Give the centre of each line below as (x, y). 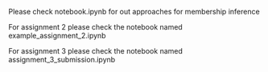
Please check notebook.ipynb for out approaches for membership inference (134, 12)
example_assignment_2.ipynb (57, 36)
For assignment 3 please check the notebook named (96, 51)
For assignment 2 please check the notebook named (95, 27)
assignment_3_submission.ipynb (62, 60)
